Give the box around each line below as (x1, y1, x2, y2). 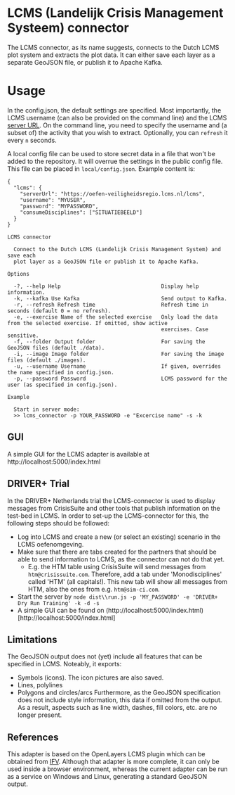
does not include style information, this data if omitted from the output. (17, 696, 222, 704)
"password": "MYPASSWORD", (20, 203, 99, 210)
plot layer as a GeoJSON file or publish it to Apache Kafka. (13, 258, 199, 265)
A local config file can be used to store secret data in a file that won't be (7, 149, 216, 158)
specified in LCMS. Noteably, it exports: (7, 660, 122, 668)
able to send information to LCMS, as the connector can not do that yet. (17, 554, 225, 564)
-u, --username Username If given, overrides (13, 362, 221, 370)
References (7, 731, 59, 743)
